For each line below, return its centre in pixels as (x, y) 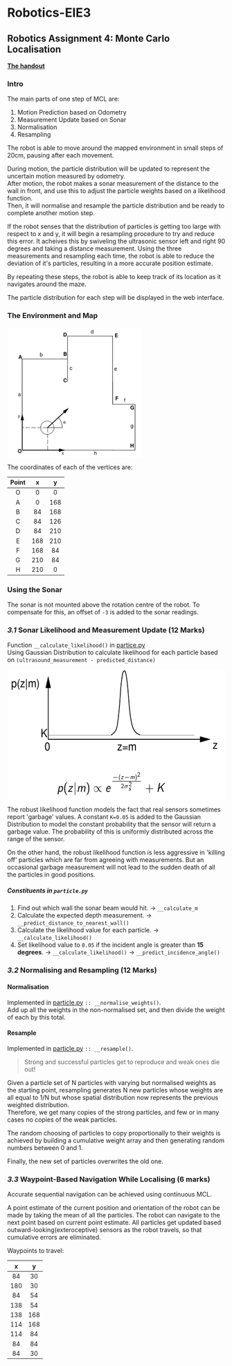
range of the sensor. (36, 839)
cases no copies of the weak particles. (62, 1120)
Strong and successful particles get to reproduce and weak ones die (122, 1062)
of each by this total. (36, 1017)
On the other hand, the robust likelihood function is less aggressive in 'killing (116, 852)
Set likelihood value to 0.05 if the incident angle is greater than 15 (110, 945)
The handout (26, 66)
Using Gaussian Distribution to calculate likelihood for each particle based (113, 652)
